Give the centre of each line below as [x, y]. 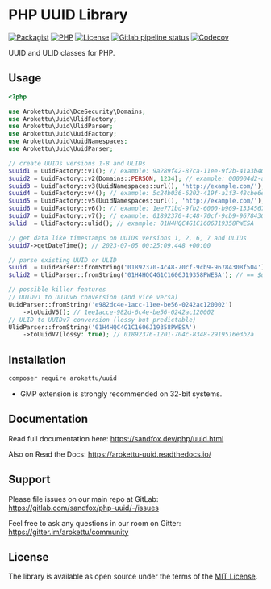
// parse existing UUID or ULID [63, 260]
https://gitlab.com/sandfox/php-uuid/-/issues [84, 508]
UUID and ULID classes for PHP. [62, 52]
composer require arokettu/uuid [63, 378]
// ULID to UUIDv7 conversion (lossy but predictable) [102, 320]
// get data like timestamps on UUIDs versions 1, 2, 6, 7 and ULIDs [128, 238]
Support [29, 480]
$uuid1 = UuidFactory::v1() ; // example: [79, 171]
